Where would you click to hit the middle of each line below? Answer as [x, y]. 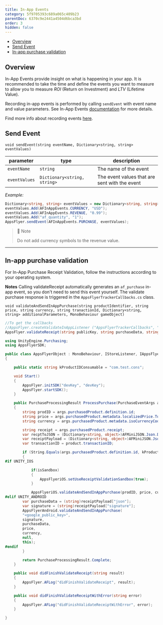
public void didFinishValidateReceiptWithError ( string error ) [78, 596]
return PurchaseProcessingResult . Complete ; [67, 560]
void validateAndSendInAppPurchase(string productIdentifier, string [77, 306]
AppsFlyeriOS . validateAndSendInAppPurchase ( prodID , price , [92, 492]
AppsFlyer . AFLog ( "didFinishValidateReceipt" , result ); [79, 582]
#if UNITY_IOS [19, 461]
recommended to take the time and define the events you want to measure [80, 84]
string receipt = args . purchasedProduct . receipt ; [73, 430]
